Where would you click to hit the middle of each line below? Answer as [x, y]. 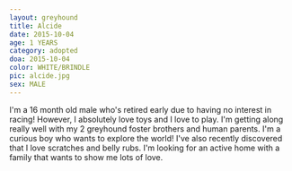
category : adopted [44, 51]
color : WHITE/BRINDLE [50, 68]
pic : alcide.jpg [40, 76]
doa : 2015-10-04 [40, 59]
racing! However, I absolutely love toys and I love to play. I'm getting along [146, 119]
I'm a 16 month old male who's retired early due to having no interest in [141, 109]
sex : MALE [28, 84]
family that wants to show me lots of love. [86, 157]
